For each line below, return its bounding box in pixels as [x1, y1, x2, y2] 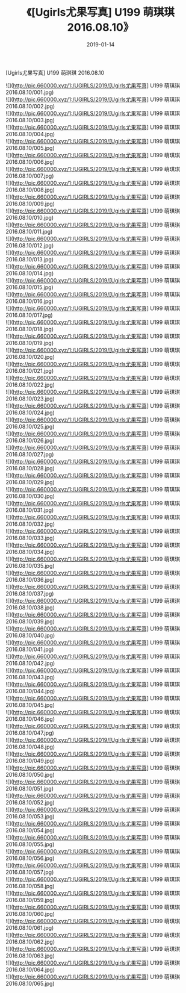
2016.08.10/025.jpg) [5, 423, 55, 430]
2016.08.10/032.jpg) [5, 520, 55, 528]
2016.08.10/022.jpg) [5, 381, 55, 388]
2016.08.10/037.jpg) [5, 590, 54, 597]
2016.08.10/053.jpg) [5, 812, 55, 820]
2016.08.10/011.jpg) [5, 228, 53, 235]
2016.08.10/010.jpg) [5, 214, 54, 221]
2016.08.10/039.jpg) [5, 618, 55, 625]
